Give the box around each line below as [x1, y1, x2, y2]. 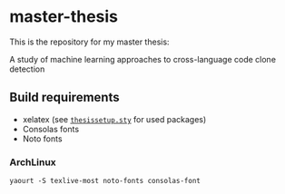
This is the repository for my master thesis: [9, 36, 170, 47]
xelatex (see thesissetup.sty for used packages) [22, 113, 207, 124]
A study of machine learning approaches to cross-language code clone [9, 53, 277, 64]
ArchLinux [9, 156, 56, 169]
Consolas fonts [22, 123, 80, 134]
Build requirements [9, 90, 120, 105]
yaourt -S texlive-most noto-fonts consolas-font [9, 177, 201, 186]
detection [9, 63, 45, 74]
